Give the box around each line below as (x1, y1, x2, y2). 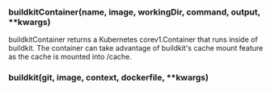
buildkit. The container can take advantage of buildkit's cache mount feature (8, 43, 264, 53)
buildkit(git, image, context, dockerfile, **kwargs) (8, 72, 209, 83)
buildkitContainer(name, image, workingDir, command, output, (8, 6, 260, 18)
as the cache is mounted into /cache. (8, 52, 132, 62)
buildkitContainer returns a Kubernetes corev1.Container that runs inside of (8, 35, 258, 44)
